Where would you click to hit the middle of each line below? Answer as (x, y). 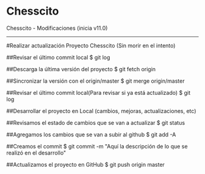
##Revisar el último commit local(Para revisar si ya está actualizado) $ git (99, 92)
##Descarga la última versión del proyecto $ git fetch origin (81, 69)
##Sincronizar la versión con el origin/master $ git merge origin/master (95, 81)
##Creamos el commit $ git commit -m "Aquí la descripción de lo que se (97, 146)
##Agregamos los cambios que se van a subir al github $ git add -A (91, 134)
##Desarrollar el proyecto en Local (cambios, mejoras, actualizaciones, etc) (101, 111)
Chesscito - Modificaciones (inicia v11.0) (57, 28)
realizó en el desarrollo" (36, 153)
